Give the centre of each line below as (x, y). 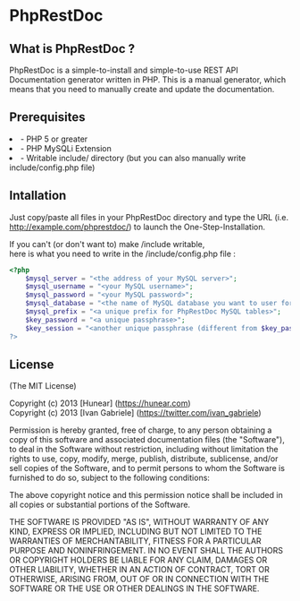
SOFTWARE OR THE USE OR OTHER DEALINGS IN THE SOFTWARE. (134, 588)
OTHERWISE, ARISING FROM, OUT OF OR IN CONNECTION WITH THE (139, 580)
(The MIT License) (43, 386)
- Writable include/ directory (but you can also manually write (133, 158)
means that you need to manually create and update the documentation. (142, 89)
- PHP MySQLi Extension (66, 148)
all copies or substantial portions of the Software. (100, 505)
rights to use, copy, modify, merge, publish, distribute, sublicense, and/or (144, 459)
